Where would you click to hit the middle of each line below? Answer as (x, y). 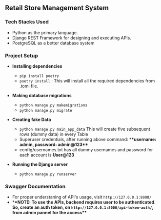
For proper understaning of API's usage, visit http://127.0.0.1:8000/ (82, 197)
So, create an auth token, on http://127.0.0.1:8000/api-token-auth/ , (83, 207)
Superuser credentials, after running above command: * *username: (88, 139)
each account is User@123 (47, 155)
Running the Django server (40, 164)
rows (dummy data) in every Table (54, 134)
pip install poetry (39, 76)
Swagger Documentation (35, 186)
